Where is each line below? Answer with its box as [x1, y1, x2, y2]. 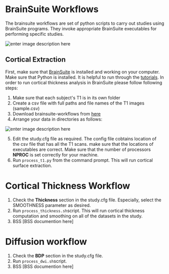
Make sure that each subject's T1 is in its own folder [12, 94, 121, 100]
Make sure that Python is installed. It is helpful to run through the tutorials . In [5, 74, 164, 80]
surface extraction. [12, 162, 52, 169]
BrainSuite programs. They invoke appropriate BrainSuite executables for [5, 25, 157, 31]
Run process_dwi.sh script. [12, 258, 67, 264]
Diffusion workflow [5, 236, 87, 247]
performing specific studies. [5, 31, 64, 37]
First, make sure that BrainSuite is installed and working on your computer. [5, 69, 160, 75]
